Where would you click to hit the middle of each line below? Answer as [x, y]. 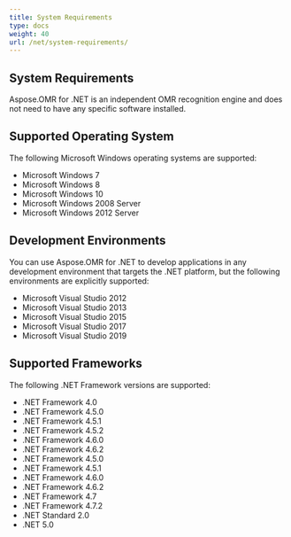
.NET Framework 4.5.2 [63, 430]
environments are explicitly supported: [79, 281]
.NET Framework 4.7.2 [62, 505]
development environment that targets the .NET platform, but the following [145, 271]
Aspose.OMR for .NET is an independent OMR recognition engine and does [146, 99]
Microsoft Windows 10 [62, 194]
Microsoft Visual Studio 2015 [74, 316]
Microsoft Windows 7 [61, 175]
